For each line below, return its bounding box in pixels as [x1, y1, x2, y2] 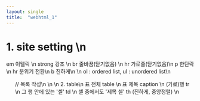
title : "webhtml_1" [6, 14, 58, 20]
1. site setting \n [6, 40, 87, 54]
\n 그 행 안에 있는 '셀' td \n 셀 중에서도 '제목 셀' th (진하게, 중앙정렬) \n [14, 88, 180, 96]
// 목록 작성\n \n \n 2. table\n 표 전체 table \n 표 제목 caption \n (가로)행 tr [14, 81, 190, 88]
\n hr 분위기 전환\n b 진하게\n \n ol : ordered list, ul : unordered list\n [6, 68, 171, 75]
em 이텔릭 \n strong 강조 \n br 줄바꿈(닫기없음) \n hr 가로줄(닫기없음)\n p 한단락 [6, 60, 194, 68]
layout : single [6, 8, 44, 15]
